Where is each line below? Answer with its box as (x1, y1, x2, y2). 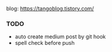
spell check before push (14, 40, 75, 47)
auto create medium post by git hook (14, 33, 106, 40)
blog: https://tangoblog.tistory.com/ (6, 5, 94, 12)
